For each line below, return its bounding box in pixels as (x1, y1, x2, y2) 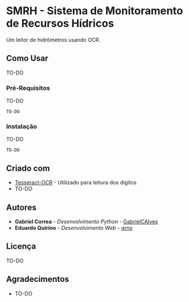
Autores (6, 202, 37, 212)
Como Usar (6, 53, 49, 63)
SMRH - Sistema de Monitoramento (6, 4, 184, 18)
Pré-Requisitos (6, 84, 50, 92)
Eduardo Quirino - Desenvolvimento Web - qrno (14, 224, 133, 231)
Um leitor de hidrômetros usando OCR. (6, 36, 101, 43)
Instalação (6, 122, 37, 131)
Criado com (6, 163, 50, 173)
